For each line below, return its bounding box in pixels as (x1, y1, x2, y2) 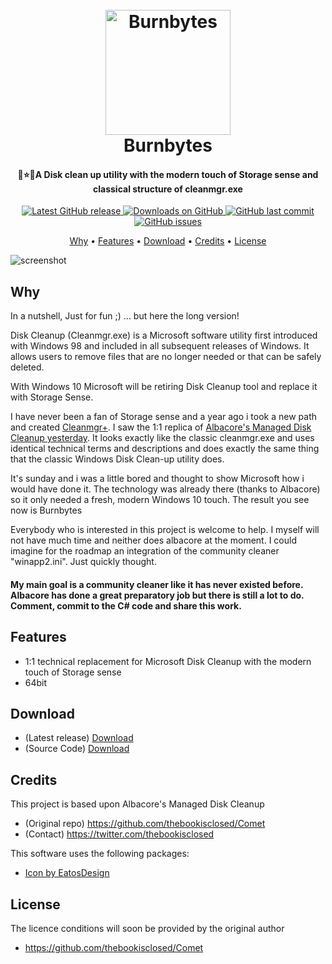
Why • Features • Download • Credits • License (69, 235, 267, 247)
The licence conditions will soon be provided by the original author (10, 923, 285, 935)
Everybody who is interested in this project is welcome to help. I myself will (10, 524, 320, 536)
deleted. (10, 361, 45, 373)
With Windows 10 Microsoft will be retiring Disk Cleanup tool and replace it (10, 381, 318, 393)
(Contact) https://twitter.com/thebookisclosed (24, 828, 215, 840)
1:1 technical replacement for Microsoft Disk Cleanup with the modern (24, 655, 312, 667)
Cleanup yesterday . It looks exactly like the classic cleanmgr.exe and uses (10, 432, 315, 444)
